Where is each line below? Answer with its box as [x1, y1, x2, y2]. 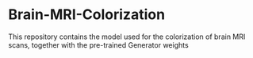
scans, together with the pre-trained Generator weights [8, 40, 189, 49]
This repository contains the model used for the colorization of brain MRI [8, 32, 246, 41]
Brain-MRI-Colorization [8, 6, 165, 24]
